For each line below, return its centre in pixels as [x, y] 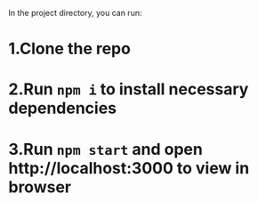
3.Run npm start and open [106, 149]
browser [40, 187]
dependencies [63, 108]
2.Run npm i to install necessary [129, 89]
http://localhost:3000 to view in [129, 168]
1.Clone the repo [69, 49]
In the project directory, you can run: [75, 13]
